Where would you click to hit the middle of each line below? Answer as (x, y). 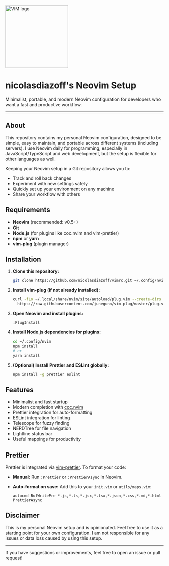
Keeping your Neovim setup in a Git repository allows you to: (68, 168)
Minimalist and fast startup (40, 402)
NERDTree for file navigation (42, 428)
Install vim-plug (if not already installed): (56, 290)
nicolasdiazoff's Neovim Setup (71, 86)
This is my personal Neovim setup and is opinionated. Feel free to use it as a (84, 527)
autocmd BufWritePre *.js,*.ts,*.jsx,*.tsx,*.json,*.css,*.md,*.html (87, 496)
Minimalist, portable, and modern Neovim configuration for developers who (83, 99)
